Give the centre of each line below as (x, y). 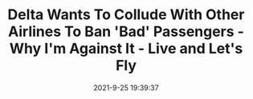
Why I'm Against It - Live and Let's (126, 49)
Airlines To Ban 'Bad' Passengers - (126, 32)
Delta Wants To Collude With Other (126, 15)
